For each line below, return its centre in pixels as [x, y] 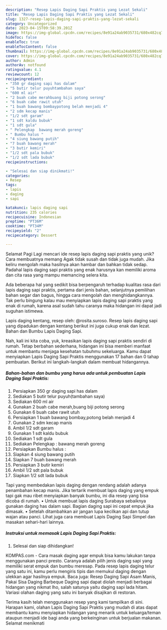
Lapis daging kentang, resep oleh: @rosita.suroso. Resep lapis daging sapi [82, 320]
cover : [12, 56]
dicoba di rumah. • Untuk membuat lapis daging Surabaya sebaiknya [76, 501]
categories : [18, 176]
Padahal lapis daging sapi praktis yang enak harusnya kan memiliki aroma [81, 270]
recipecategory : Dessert [31, 235]
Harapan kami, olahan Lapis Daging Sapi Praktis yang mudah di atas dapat [82, 607]
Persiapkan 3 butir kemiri [38, 465]
